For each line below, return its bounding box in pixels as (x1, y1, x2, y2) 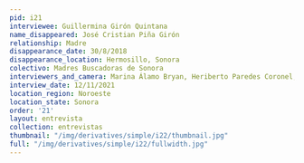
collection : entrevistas (9, 123, 103, 132)
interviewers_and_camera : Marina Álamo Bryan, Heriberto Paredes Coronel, (9, 72, 298, 81)
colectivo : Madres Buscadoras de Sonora (9, 64, 165, 73)
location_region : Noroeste (9, 89, 111, 98)
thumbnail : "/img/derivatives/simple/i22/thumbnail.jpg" (9, 131, 229, 140)
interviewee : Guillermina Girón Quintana (9, 22, 168, 31)
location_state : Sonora (9, 97, 100, 107)
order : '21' (9, 106, 54, 115)
